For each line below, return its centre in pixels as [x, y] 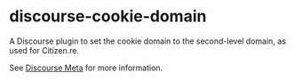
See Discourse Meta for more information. [86, 68]
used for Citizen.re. [44, 50]
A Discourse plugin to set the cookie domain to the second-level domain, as [148, 41]
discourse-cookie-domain [108, 16]
